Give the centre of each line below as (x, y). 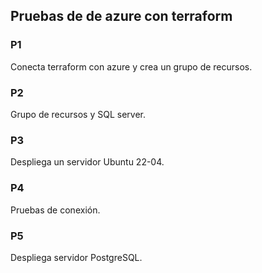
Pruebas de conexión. (55, 210)
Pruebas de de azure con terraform (121, 16)
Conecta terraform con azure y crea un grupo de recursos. (131, 66)
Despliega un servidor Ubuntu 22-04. (87, 162)
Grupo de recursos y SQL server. (78, 114)
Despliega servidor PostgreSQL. (76, 257)
